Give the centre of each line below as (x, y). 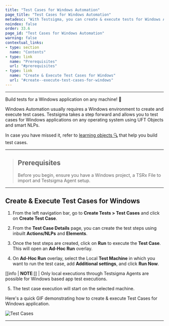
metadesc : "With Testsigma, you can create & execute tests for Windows (83, 19)
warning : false (21, 38)
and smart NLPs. (22, 125)
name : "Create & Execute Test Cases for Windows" (63, 76)
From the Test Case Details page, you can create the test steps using (84, 228)
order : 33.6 (18, 29)
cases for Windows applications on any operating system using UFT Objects (84, 119)
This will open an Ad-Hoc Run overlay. (53, 249)
